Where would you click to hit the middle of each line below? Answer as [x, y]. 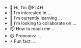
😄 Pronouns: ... [26, 36]
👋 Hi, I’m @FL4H [26, 8]
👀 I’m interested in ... [30, 13]
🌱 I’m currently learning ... [36, 18]
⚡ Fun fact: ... [23, 41]
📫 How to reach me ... [32, 29]
